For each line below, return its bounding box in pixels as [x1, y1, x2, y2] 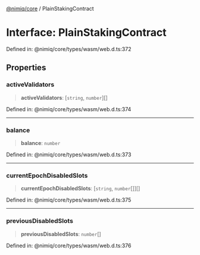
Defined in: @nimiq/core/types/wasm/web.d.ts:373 [6, 151, 132, 158]
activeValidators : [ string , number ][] [20, 94, 108, 101]
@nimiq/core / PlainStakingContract [6, 5, 94, 12]
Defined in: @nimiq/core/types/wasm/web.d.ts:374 [6, 105, 132, 112]
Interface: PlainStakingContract [6, 26, 167, 39]
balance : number [20, 139, 61, 146]
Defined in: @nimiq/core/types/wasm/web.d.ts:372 [6, 45, 132, 52]
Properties [6, 62, 46, 73]
